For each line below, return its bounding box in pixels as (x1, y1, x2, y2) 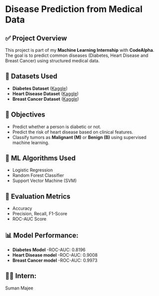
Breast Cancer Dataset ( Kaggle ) (12, 96, 79, 102)
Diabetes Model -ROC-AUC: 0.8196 (12, 247, 86, 253)
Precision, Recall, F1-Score (12, 211, 68, 217)
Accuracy (12, 205, 32, 211)
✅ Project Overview (5, 34, 67, 42)
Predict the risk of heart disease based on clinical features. (12, 129, 133, 135)
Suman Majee (5, 285, 33, 291)
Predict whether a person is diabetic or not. (12, 124, 101, 130)
